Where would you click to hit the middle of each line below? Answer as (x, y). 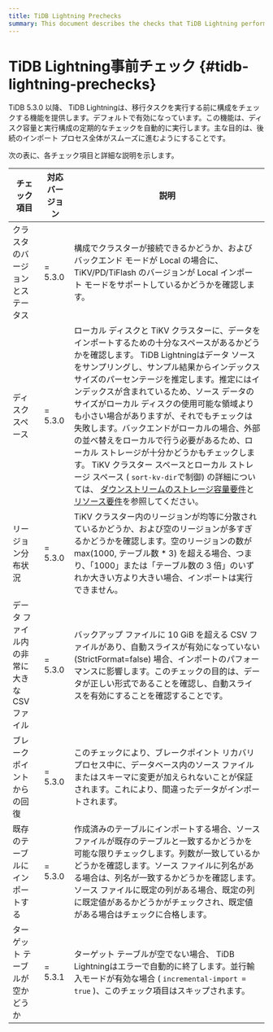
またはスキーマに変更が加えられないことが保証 (164, 777)
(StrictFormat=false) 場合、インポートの (151, 659)
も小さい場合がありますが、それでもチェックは (164, 416)
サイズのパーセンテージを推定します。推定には (163, 379)
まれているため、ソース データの (192, 391)
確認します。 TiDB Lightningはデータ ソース (173, 355)
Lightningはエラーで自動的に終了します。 (152, 967)
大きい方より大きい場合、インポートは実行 (172, 578)
